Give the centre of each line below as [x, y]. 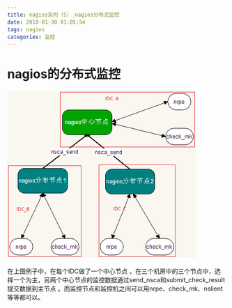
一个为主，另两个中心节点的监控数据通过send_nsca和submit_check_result [119, 280]
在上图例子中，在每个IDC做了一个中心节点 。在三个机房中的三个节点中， [111, 271]
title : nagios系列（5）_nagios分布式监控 [63, 15]
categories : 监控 [31, 37]
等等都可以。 [25, 298]
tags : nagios [26, 29]
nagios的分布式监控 [64, 74]
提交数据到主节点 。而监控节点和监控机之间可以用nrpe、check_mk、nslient [115, 288]
